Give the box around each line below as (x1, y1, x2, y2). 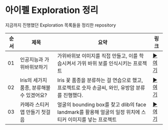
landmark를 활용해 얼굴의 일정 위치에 (57, 108, 140, 115)
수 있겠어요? (19, 91, 47, 98)
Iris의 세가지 (19, 76, 47, 83)
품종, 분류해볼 (19, 84, 51, 91)
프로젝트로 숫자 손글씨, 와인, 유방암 (57, 84, 135, 91)
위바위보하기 (19, 63, 48, 70)
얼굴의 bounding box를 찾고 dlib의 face (57, 101, 146, 108)
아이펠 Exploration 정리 (5, 4, 98, 16)
